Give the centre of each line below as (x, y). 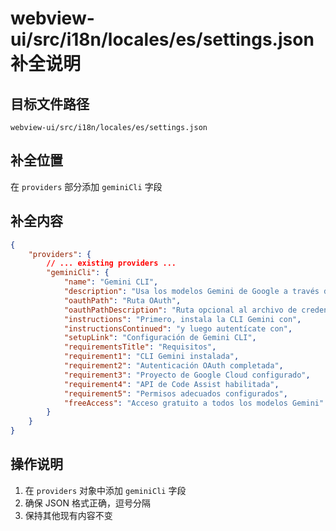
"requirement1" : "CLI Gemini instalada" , (151, 357)
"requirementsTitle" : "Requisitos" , (140, 347)
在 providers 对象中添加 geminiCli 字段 (105, 490)
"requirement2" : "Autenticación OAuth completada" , (173, 366)
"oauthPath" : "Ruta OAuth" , (122, 300)
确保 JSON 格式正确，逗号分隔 (87, 503)
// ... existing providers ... (111, 263)
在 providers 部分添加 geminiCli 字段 (86, 186)
